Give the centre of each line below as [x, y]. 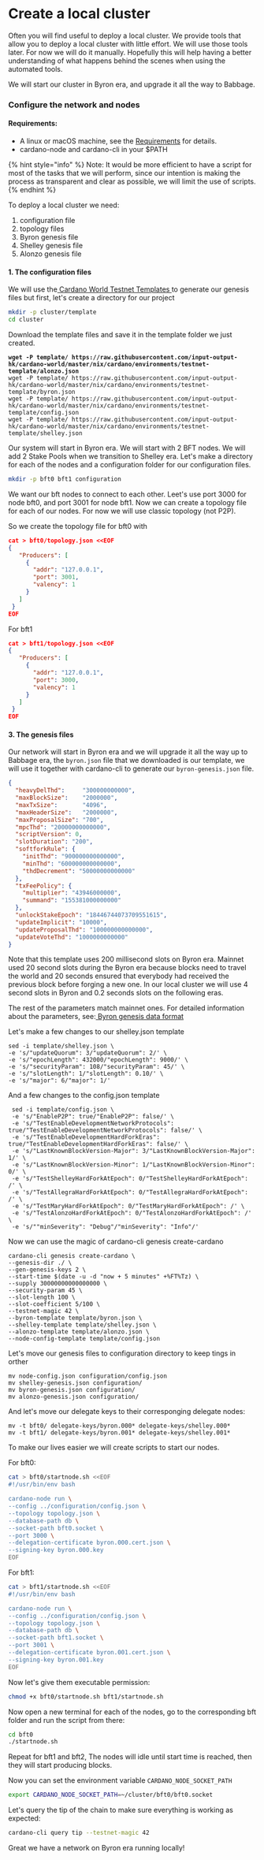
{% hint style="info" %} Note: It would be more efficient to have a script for [130, 165]
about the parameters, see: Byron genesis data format [96, 1017]
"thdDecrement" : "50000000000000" [79, 871]
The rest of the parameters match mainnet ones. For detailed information [126, 1008]
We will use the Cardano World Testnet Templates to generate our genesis [129, 289]
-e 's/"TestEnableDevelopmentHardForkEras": [86, 1137]
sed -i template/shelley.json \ [61, 1046]
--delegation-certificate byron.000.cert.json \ [89, 1543]
